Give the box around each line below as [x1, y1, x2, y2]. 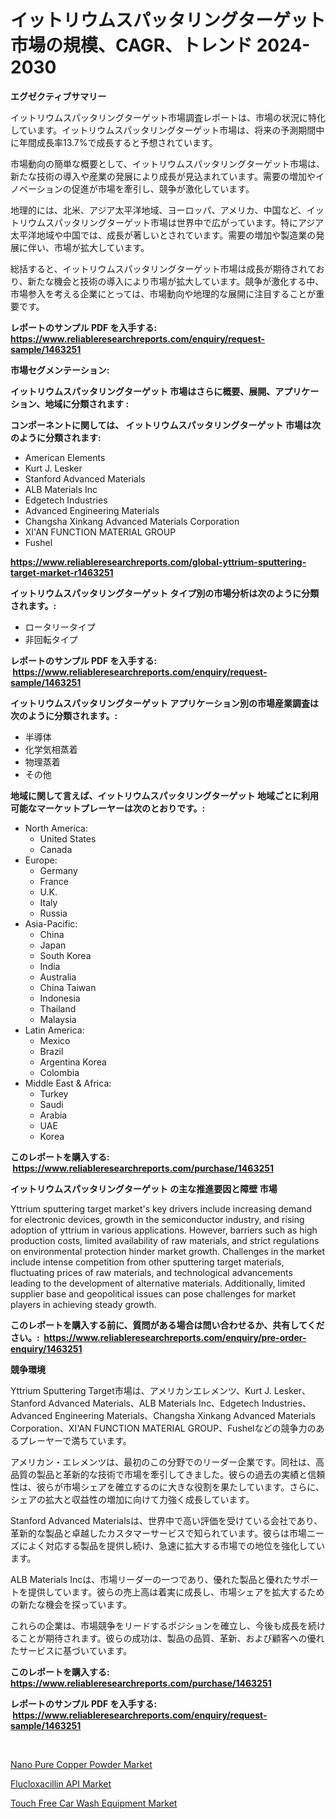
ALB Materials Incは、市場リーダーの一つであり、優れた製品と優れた [10, 1573, 293, 1585]
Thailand [39, 1002, 77, 1015]
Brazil [39, 1045, 64, 1057]
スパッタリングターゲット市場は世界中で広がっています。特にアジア [44, 216, 325, 228]
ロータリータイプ [24, 621, 96, 633]
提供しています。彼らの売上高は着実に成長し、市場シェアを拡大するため [27, 1586, 325, 1598]
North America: [24, 822, 88, 834]
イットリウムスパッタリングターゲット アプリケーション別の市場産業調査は [10, 697, 320, 709]
